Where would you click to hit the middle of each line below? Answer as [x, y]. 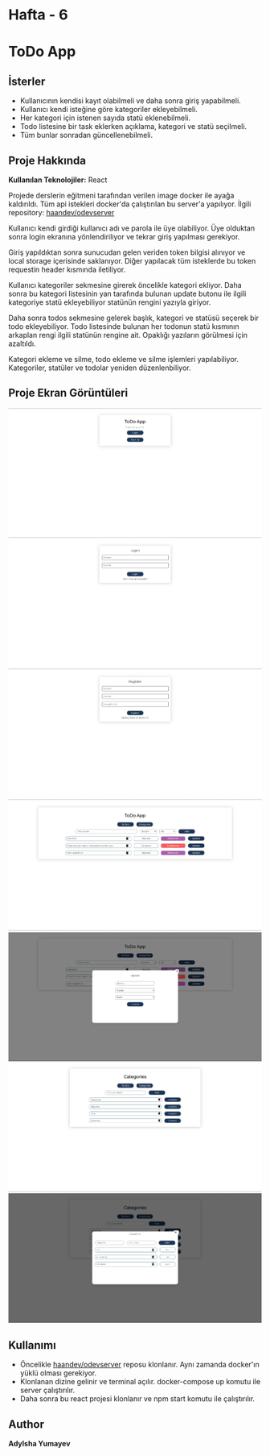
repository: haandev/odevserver [61, 212]
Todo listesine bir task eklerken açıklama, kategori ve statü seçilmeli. [133, 127]
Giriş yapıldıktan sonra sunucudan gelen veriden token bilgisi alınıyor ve [127, 252]
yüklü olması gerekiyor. [58, 1373]
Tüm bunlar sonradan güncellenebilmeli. [86, 135]
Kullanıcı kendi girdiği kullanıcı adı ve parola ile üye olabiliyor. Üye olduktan [132, 228]
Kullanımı [32, 1345]
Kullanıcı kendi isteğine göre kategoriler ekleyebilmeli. [109, 110]
